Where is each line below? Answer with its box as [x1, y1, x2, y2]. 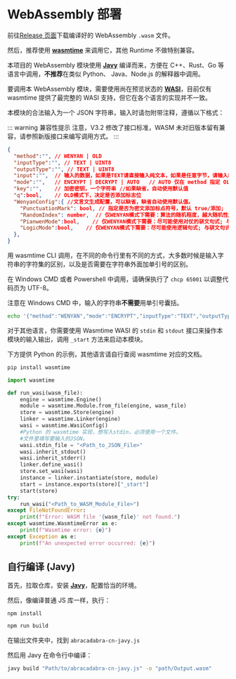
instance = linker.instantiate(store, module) [20, 474, 159, 481]
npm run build [7, 623, 49, 630]
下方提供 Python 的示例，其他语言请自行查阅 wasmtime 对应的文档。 [7, 349, 206, 358]
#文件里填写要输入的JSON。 [20, 435, 88, 442]
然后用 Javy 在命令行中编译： [7, 651, 93, 659]
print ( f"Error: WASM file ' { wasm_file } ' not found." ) [20, 514, 181, 521]
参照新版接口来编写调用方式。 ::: [25, 131, 119, 141]
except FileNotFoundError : [7, 507, 86, 514]
